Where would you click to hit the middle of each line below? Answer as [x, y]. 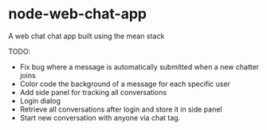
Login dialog [40, 100]
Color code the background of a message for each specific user [125, 84]
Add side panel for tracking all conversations [93, 92]
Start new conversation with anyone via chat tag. [100, 117]
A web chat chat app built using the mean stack [86, 36]
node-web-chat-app [78, 14]
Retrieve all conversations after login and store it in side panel [121, 109]
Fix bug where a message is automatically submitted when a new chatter [139, 67]
